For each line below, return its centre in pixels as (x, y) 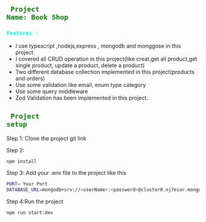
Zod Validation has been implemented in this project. (82, 98)
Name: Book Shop (37, 17)
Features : (22, 33)
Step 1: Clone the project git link (47, 138)
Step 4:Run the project (35, 202)
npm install (21, 161)
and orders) (30, 78)
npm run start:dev (30, 213)
